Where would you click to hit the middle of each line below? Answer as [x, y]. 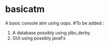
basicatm [25, 9]
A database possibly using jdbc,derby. [52, 32]
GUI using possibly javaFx [39, 38]
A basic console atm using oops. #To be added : [55, 23]
